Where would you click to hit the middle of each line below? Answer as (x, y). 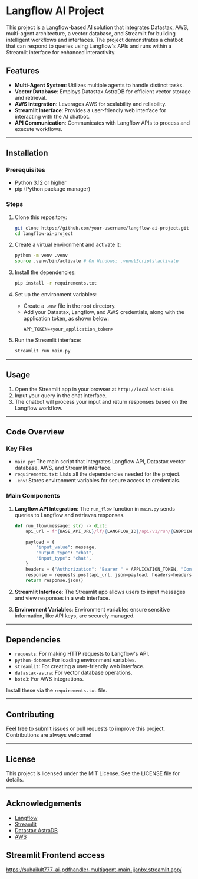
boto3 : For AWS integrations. (49, 679)
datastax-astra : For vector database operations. (73, 673)
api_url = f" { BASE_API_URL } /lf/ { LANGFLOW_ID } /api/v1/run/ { (100, 531)
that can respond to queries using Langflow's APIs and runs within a (89, 46)
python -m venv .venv (41, 256)
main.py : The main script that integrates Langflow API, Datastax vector (100, 462)
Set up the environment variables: (56, 295)
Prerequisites (26, 170)
